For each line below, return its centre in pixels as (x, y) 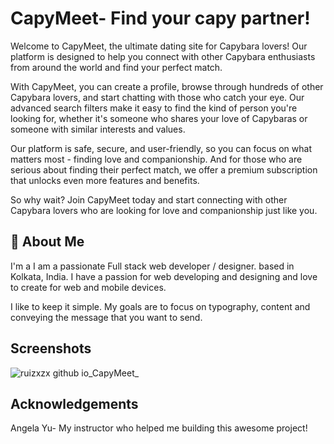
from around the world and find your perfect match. (116, 67)
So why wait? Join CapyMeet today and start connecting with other (149, 199)
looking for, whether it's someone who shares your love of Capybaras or (159, 118)
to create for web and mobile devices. (88, 287)
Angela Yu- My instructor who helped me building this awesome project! (159, 428)
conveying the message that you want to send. (106, 317)
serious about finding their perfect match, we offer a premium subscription (164, 169)
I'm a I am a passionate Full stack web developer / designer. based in (152, 266)
